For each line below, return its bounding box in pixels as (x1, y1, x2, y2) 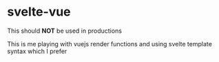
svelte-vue (7, 4, 71, 20)
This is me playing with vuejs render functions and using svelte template (7, 40, 212, 48)
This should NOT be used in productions (7, 27, 123, 35)
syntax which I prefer (7, 47, 67, 55)
